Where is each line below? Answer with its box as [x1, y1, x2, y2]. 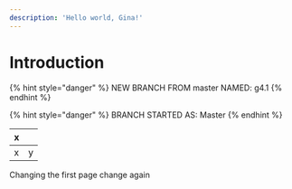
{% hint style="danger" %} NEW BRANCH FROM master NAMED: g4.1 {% [9, 82, 283, 93]
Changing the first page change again [9, 169, 151, 180]
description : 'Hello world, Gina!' [9, 13, 144, 23]
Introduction [9, 52, 105, 72]
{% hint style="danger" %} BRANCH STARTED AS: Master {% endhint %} [9, 109, 283, 120]
